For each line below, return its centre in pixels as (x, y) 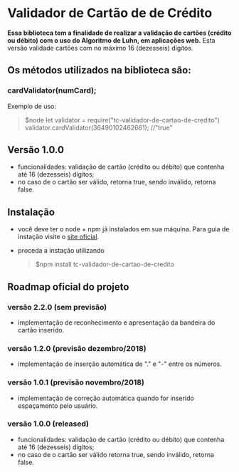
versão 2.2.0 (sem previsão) (57, 307)
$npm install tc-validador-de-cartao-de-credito (105, 264)
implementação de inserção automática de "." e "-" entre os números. (119, 364)
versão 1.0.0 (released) (48, 424)
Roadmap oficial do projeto (68, 287)
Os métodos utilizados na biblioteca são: (99, 70)
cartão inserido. (41, 330)
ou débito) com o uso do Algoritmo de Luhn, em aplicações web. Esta (111, 40)
